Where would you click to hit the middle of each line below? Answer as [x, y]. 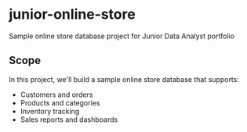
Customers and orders [56, 95]
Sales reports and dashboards [69, 120]
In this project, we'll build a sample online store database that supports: [124, 79]
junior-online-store [72, 14]
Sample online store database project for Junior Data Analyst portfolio [122, 36]
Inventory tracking [50, 111]
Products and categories [60, 102]
